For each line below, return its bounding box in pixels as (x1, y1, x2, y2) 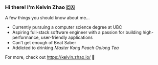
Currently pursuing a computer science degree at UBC (12, 24, 122, 30)
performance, (12, 34, 40, 40)
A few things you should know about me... (5, 15, 90, 21)
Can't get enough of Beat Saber (12, 40, 77, 46)
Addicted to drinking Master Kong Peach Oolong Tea (12, 45, 119, 51)
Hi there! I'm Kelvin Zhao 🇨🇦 (5, 4, 75, 11)
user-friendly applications (41, 34, 93, 40)
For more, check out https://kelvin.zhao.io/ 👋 (5, 54, 95, 60)
